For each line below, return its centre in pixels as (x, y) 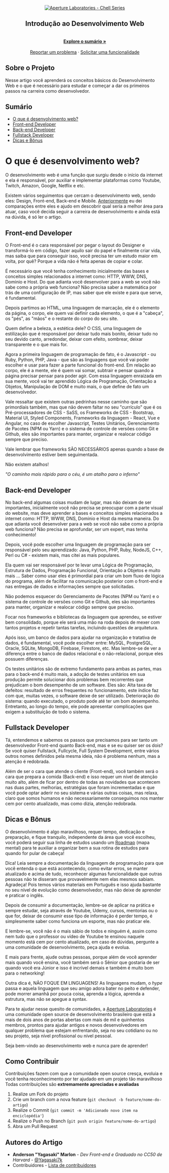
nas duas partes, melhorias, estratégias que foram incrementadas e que (80, 787)
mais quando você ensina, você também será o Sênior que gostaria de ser (82, 962)
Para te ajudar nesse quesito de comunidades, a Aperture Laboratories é (81, 1009)
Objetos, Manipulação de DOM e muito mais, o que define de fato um (77, 387)
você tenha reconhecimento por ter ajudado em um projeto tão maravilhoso (84, 1079)
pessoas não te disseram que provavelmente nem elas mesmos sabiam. (80, 879)
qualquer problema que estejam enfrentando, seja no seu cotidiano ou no (81, 1030)
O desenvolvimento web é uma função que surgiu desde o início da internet (84, 175)
